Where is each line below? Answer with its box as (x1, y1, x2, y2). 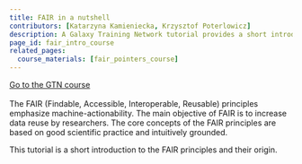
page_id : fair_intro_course (9, 38, 115, 47)
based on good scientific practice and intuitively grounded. (9, 127, 228, 137)
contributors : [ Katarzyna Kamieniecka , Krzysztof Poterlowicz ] (9, 22, 252, 30)
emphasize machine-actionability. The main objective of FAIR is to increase (9, 108, 288, 118)
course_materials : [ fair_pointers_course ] (17, 55, 179, 64)
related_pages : (9, 47, 67, 56)
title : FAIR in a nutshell (9, 13, 111, 22)
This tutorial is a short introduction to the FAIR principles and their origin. (9, 144, 278, 155)
